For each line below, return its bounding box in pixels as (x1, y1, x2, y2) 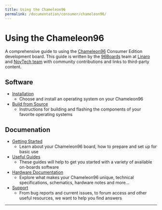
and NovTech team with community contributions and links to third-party (5, 59, 149, 65)
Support (12, 185, 28, 191)
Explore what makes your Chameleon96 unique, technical (19, 175, 134, 180)
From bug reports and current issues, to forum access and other (19, 190, 147, 196)
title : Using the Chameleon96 (5, 7, 66, 12)
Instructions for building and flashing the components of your (19, 106, 141, 112)
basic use (19, 149, 39, 155)
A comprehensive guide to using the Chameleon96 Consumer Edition (5, 48, 143, 54)
